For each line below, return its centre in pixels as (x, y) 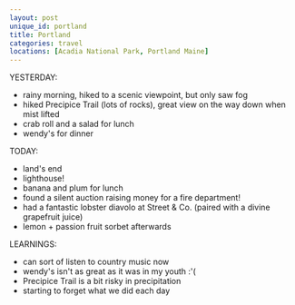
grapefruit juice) (53, 217)
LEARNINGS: (33, 244)
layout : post (34, 18)
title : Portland (40, 34)
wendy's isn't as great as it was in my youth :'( (109, 271)
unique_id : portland (49, 26)
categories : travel (46, 43)
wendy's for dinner (58, 133)
